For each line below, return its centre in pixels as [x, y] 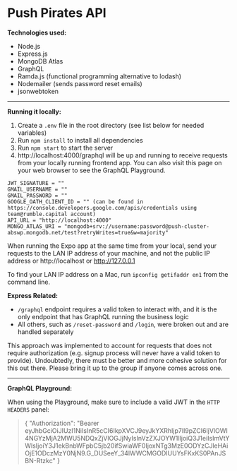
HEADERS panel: [28, 409]
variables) [32, 133]
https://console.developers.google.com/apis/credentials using [102, 208]
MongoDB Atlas [40, 61]
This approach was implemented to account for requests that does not [110, 345]
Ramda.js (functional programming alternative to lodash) [99, 76]
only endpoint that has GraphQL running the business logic [103, 316]
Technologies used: [37, 32]
